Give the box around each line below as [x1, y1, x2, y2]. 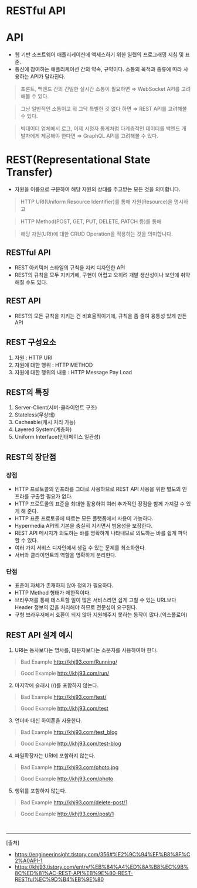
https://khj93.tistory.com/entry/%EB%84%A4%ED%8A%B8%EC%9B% [14, 863, 189, 870]
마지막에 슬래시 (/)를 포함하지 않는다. [14, 682, 99, 689]
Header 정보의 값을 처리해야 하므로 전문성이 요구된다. [14, 604, 138, 611]
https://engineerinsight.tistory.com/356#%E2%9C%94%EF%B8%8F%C [14, 851, 191, 858]
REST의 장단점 [6, 452, 57, 462]
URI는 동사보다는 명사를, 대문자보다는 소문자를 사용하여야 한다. [14, 647, 158, 654]
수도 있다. [25, 278, 48, 285]
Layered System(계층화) [14, 426, 72, 433]
